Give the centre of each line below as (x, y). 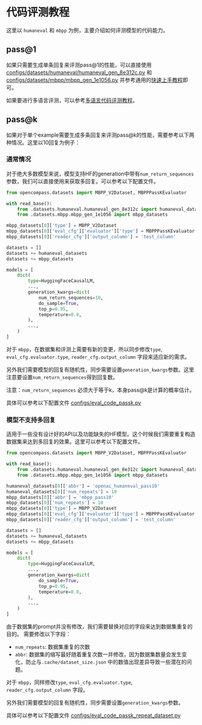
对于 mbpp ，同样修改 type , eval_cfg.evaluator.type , (69, 682)
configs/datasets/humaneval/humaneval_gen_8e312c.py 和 (79, 72)
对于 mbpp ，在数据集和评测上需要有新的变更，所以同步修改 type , (84, 349)
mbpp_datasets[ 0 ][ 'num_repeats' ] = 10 (55, 503)
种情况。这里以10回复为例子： (43, 142)
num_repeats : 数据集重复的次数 (52, 647)
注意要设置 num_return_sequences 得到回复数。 (62, 377)
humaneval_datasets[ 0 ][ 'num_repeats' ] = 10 (62, 492)
